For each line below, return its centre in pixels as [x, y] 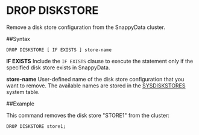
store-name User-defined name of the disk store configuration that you [95, 79]
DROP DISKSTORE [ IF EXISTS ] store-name [59, 50]
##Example [21, 104]
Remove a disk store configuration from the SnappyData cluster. [86, 27]
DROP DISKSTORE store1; [36, 126]
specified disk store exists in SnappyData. [58, 67]
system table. [23, 92]
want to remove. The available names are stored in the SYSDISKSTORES [96, 86]
